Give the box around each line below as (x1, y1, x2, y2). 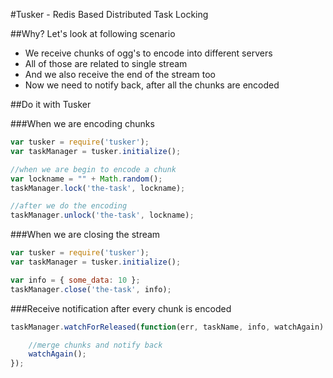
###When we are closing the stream (10, 229, 161, 241)
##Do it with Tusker (10, 99, 92, 110)
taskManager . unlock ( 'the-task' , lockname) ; (10, 210, 195, 221)
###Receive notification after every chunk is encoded (10, 302, 232, 314)
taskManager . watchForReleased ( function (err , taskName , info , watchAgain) (10, 322, 325, 332)
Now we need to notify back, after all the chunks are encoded (24, 79, 280, 91)
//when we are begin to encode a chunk (10, 164, 177, 174)
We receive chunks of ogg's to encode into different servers (24, 47, 273, 59)
